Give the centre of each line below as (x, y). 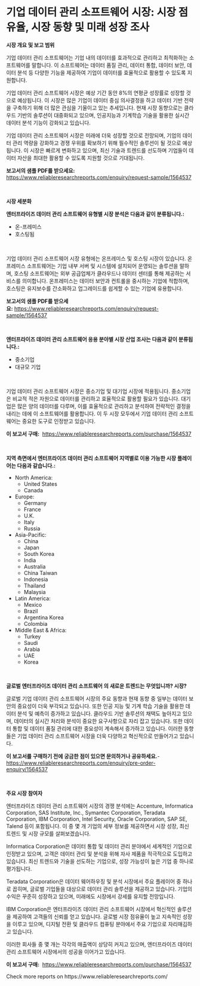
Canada (33, 490)
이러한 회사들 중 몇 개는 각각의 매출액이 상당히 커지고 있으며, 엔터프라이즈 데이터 (99, 944)
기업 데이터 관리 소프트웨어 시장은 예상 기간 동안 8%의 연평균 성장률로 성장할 (96, 93)
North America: (33, 477)
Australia (35, 567)
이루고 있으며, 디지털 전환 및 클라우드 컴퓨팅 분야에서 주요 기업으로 (90, 924)
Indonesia (36, 579)
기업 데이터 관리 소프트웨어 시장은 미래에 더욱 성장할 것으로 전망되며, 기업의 (94, 135)
